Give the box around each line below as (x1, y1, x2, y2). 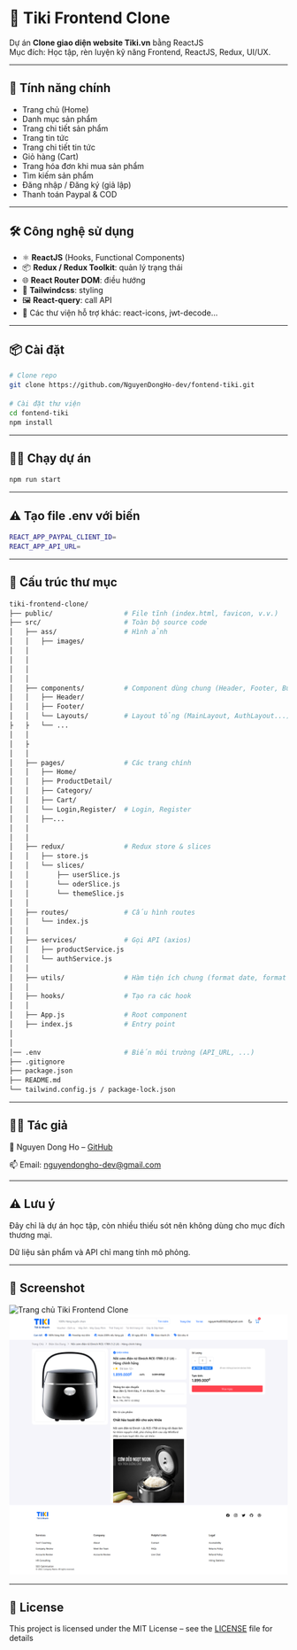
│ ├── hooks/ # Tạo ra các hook (9, 992, 192, 1001)
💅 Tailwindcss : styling (21, 284, 103, 295)
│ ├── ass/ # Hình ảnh (9, 628, 168, 637)
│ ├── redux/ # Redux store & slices (9, 842, 212, 851)
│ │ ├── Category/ (9, 786, 93, 795)
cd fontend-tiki (9, 408, 69, 417)
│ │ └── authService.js (9, 954, 113, 964)
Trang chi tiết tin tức (21, 142, 95, 152)
